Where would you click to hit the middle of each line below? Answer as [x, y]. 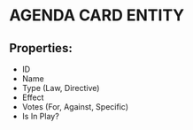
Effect [33, 97]
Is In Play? [40, 116]
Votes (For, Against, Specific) [75, 107]
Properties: [41, 48]
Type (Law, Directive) [61, 88]
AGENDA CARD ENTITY [97, 15]
